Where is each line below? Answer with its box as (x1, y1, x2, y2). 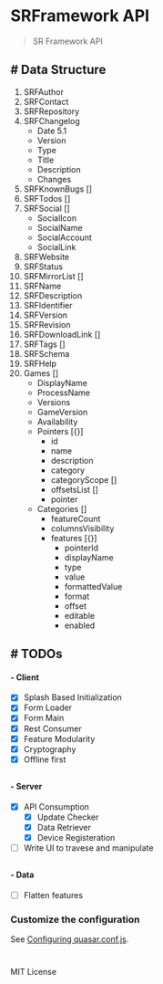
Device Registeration (36, 832, 116, 843)
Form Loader (23, 702, 72, 713)
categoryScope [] (50, 474, 117, 485)
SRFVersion (23, 309, 67, 320)
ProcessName (36, 387, 90, 398)
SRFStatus (23, 261, 63, 272)
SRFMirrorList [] (23, 270, 85, 281)
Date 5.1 (36, 125, 67, 136)
